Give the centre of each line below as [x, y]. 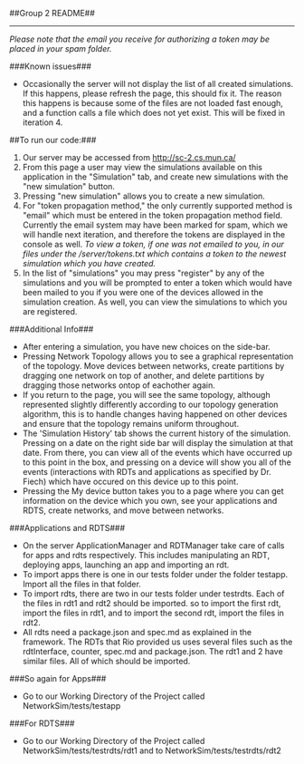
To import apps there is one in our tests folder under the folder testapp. [155, 574]
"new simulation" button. [69, 186]
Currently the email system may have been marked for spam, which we [155, 225]
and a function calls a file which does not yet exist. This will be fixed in [154, 113]
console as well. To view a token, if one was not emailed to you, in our [153, 244]
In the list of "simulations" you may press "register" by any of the [143, 273]
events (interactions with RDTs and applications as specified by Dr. [147, 472]
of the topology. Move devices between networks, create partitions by [153, 366]
